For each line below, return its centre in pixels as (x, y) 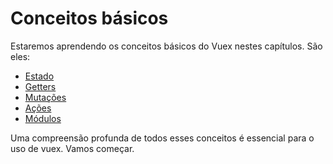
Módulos (43, 118)
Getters (40, 86)
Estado (39, 76)
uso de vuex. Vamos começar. (72, 148)
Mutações (45, 97)
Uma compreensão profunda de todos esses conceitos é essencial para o (162, 138)
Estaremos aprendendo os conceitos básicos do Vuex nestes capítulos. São (166, 46)
